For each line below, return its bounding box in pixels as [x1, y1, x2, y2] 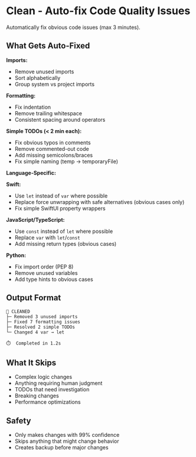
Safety [6, 416, 31, 426]
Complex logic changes [14, 374, 73, 381]
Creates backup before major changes [14, 444, 109, 451]
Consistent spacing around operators [14, 116, 106, 123]
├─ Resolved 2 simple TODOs [6, 324, 76, 330]
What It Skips [6, 358, 57, 368]
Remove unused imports [14, 68, 74, 75]
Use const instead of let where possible [14, 228, 113, 235]
